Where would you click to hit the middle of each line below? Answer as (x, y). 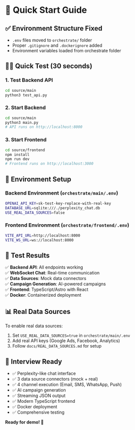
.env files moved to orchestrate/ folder (52, 40)
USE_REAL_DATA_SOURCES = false (35, 213)
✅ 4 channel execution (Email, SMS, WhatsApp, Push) (67, 384)
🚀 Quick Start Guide (46, 10)
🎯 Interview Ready (34, 362)
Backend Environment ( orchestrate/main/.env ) (62, 193)
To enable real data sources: (34, 326)
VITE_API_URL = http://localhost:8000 (43, 235)
